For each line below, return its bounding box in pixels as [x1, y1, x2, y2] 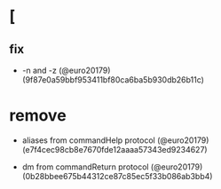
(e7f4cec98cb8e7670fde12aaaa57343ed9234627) [21, 144, 208, 154]
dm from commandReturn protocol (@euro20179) [21, 161, 203, 172]
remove [9, 106, 67, 126]
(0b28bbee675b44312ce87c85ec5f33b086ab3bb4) [21, 170, 213, 181]
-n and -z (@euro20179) [21, 65, 111, 75]
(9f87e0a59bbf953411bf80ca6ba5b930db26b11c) [21, 75, 204, 85]
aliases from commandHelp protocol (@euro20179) [21, 135, 209, 146]
